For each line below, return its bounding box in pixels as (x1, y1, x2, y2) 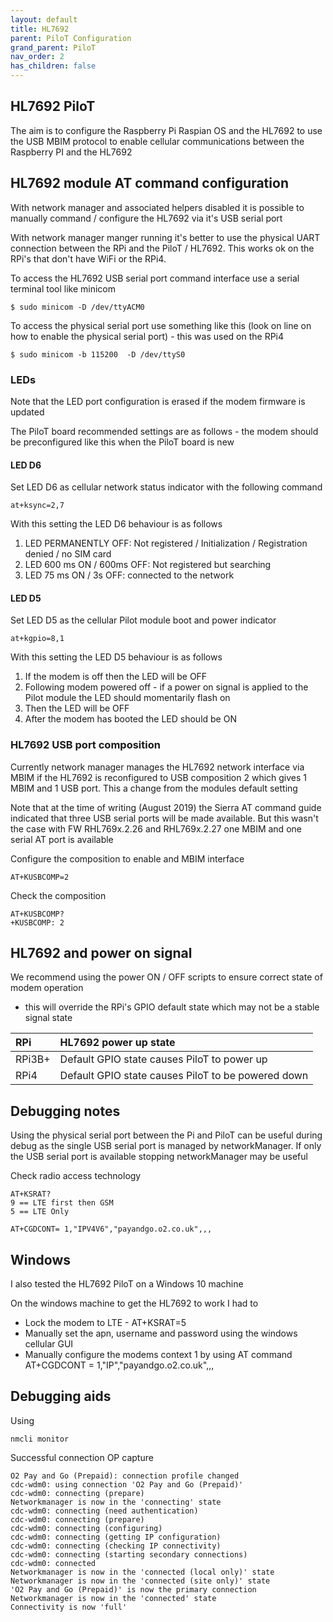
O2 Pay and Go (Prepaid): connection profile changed (10, 1471, 240, 1481)
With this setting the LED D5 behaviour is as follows (10, 651, 223, 663)
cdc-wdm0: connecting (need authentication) (10, 1506, 199, 1516)
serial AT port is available (10, 833, 114, 845)
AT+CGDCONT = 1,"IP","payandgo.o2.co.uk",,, (24, 1359, 215, 1371)
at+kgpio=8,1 (10, 634, 65, 644)
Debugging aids (10, 1388, 112, 1405)
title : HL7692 (10, 24, 70, 34)
